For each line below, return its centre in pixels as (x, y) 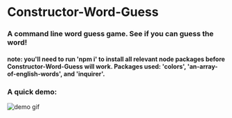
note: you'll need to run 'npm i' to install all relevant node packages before (116, 59)
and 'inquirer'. (84, 74)
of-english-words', (35, 74)
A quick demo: (32, 92)
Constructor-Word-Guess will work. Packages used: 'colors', (97, 66)
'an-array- (203, 66)
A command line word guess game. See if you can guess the (110, 34)
